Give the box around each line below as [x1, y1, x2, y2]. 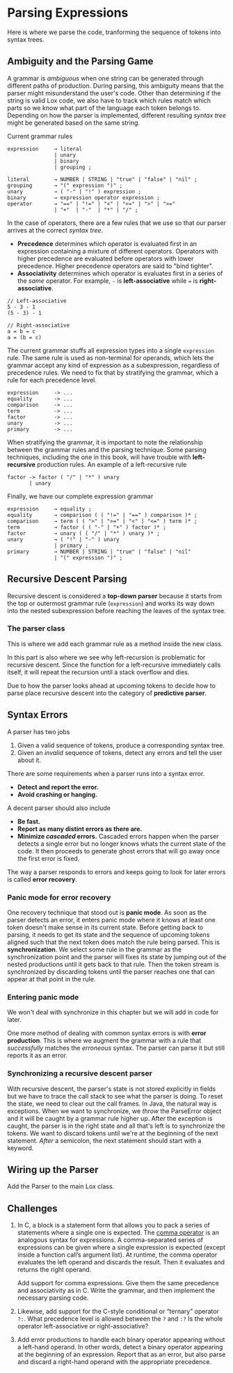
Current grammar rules [7, 132, 73, 140]
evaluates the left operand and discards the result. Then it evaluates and [17, 1258, 225, 1266]
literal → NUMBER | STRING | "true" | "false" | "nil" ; [7, 176, 198, 183]
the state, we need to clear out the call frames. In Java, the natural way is [7, 1099, 217, 1108]
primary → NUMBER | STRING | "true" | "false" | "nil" [7, 548, 191, 555]
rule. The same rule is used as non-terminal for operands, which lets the [7, 353, 214, 362]
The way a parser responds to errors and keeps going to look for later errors [7, 867, 226, 876]
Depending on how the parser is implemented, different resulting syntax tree [7, 111, 227, 119]
